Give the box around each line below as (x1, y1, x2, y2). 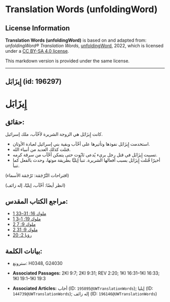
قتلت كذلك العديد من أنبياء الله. (12, 146, 71, 153)
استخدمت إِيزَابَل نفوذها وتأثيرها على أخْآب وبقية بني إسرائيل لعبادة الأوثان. (12, 141, 150, 147)
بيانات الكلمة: (5, 247, 42, 255)
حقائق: (5, 118, 25, 126)
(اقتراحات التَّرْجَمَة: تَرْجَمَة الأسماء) (5, 173, 69, 179)
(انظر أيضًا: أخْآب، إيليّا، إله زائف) (5, 182, 66, 188)
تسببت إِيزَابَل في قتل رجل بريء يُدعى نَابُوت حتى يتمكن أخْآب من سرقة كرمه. (12, 152, 158, 158)
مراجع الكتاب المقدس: (5, 197, 68, 206)
